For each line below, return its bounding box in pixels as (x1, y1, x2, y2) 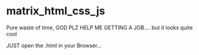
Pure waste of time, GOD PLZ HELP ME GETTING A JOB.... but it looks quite (6, 24, 193, 31)
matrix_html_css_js (6, 4, 105, 18)
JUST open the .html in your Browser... (6, 42, 102, 49)
